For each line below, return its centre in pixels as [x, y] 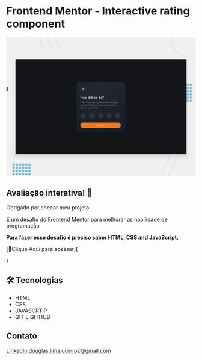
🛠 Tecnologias [35, 280]
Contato [22, 336]
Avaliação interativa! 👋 [49, 193]
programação [23, 225]
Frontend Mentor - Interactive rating [98, 11]
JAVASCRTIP [31, 311]
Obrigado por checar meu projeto [48, 207]
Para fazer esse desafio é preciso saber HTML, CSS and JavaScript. [93, 237]
